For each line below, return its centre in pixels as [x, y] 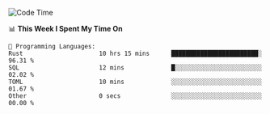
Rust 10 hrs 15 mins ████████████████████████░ [135, 53]
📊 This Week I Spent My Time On [65, 29]
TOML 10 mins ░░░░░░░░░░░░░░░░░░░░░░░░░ [135, 82]
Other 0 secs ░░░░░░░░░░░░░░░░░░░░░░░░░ [135, 96]
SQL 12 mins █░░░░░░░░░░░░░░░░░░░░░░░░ [135, 68]
